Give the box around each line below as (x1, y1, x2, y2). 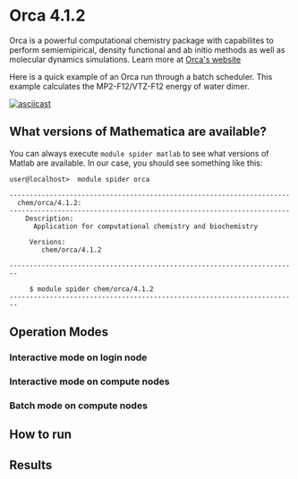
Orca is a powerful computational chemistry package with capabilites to (9, 35, 275, 46)
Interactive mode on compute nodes (9, 375, 170, 388)
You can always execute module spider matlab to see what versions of (9, 148, 270, 158)
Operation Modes (9, 324, 109, 340)
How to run (9, 427, 72, 442)
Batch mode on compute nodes (9, 399, 148, 412)
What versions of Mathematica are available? (9, 124, 267, 140)
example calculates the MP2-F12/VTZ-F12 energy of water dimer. (9, 81, 250, 91)
